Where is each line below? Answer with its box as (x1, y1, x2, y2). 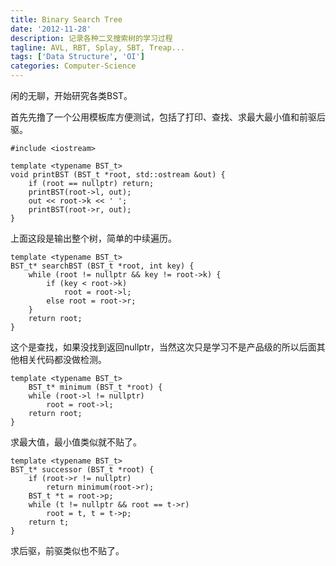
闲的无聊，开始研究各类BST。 (10, 90, 133, 101)
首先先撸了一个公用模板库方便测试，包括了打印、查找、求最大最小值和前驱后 (10, 111, 326, 123)
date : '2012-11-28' (10, 24, 92, 34)
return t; (28, 517, 70, 527)
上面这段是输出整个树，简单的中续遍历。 (10, 232, 177, 244)
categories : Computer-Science (10, 61, 137, 71)
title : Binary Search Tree (10, 14, 123, 25)
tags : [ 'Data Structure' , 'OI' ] (10, 52, 145, 62)
